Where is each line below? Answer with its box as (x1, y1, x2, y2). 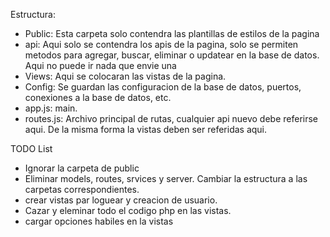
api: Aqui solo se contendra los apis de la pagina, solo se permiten (24, 39, 299, 50)
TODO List (10, 143, 53, 154)
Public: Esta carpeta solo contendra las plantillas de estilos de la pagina (24, 28, 320, 39)
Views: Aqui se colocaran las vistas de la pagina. (24, 70, 227, 82)
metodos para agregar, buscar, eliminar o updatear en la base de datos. (24, 49, 320, 61)
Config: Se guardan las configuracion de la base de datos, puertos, (24, 81, 302, 93)
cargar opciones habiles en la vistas (24, 215, 174, 227)
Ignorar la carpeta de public (24, 162, 140, 174)
